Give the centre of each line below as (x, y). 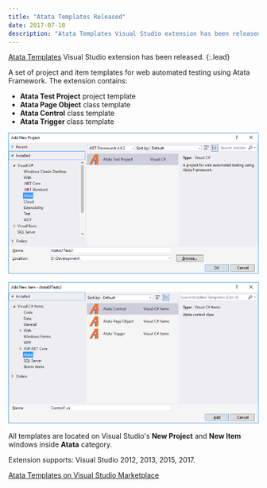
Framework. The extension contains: (68, 81)
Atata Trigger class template (67, 122)
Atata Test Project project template (78, 96)
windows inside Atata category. (60, 444)
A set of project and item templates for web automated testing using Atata (129, 72)
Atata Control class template (67, 113)
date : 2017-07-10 (37, 25)
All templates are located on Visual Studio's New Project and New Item (125, 436)
